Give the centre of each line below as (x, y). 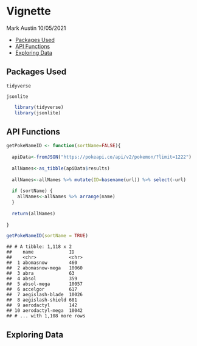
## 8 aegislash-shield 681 (42, 300)
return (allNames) (34, 213)
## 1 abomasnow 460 (42, 263)
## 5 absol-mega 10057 (45, 284)
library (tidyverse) (39, 107)
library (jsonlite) (38, 113)
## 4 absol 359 (42, 279)
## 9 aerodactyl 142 (42, 305)
